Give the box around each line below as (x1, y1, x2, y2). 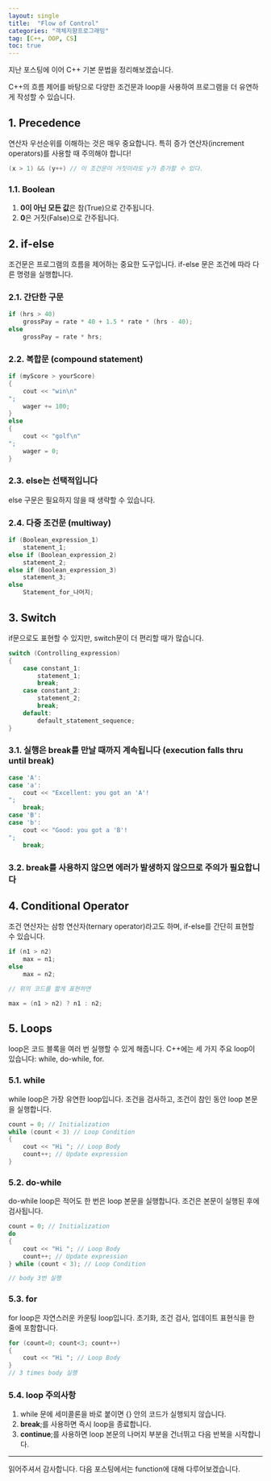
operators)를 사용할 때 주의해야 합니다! (8, 148, 131, 158)
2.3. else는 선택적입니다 (8, 475, 98, 486)
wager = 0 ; (23, 447, 60, 456)
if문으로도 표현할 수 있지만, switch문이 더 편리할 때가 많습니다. (8, 633, 204, 643)
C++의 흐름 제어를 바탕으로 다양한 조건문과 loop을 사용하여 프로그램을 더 (8, 82, 238, 92)
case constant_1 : (23, 664, 81, 672)
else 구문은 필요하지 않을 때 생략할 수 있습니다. (8, 495, 156, 505)
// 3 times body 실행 (8, 1369, 78, 1377)
